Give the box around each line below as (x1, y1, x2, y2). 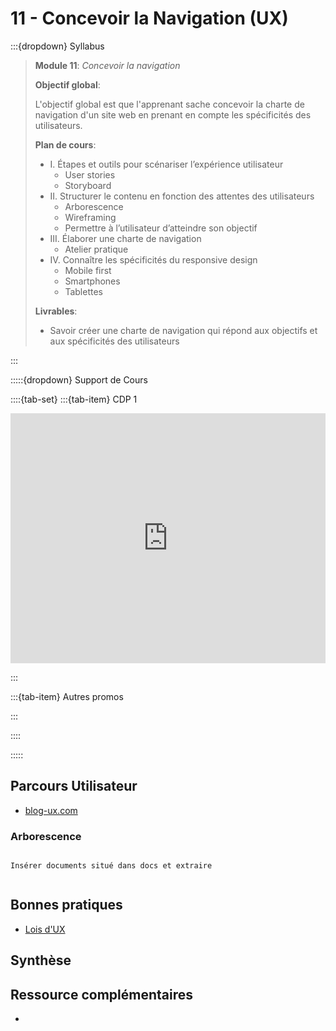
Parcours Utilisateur (10, 778, 138, 795)
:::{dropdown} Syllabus (10, 40, 105, 52)
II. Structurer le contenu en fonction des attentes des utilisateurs (49, 190, 315, 202)
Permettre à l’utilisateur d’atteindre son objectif (64, 222, 258, 234)
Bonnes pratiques (10, 897, 123, 914)
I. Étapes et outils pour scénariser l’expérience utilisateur (49, 158, 284, 170)
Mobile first (64, 264, 112, 276)
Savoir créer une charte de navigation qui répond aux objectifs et (49, 324, 318, 336)
